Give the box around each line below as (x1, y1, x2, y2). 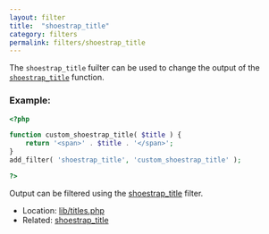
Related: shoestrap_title (21, 214, 109, 225)
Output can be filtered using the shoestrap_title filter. (9, 188, 204, 198)
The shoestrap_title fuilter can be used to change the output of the (9, 63, 261, 73)
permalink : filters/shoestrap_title (9, 38, 146, 47)
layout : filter (9, 13, 66, 22)
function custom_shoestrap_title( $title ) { (9, 130, 181, 139)
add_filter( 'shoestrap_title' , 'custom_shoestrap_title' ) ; (9, 155, 242, 165)
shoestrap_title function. (9, 72, 105, 83)
